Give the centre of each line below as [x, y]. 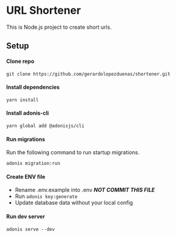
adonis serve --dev [31, 229]
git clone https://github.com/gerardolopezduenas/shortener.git [88, 74]
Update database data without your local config [74, 203]
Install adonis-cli [28, 113]
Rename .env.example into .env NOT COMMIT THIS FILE [85, 190]
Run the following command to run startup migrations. [73, 152]
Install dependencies [33, 87]
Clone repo [20, 61]
